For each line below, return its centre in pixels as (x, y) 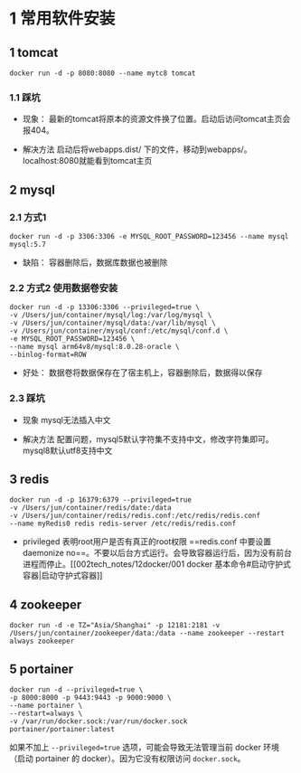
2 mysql (33, 189)
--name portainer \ (46, 706)
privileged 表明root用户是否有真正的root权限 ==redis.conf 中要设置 (146, 542)
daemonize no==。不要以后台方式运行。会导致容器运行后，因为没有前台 (157, 553)
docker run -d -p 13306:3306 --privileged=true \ (105, 307)
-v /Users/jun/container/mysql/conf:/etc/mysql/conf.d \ (119, 331)
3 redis (29, 479)
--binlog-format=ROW (48, 355)
